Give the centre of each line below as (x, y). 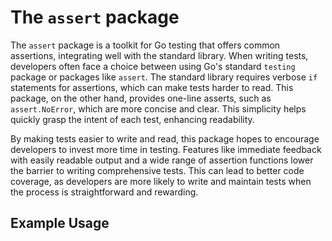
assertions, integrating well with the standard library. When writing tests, (159, 55)
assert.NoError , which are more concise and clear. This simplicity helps (158, 108)
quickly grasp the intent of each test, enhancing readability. (132, 119)
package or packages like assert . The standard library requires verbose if (164, 77)
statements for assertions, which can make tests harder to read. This (152, 87)
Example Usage (60, 223)
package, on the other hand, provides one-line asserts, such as (141, 98)
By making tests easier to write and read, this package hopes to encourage (165, 138)
